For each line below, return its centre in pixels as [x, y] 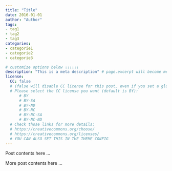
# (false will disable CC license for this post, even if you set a [84, 86]
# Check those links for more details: [52, 124]
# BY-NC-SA [30, 115]
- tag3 [12, 39]
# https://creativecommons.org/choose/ [52, 129]
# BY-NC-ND [30, 120]
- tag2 [12, 34]
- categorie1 [19, 48]
